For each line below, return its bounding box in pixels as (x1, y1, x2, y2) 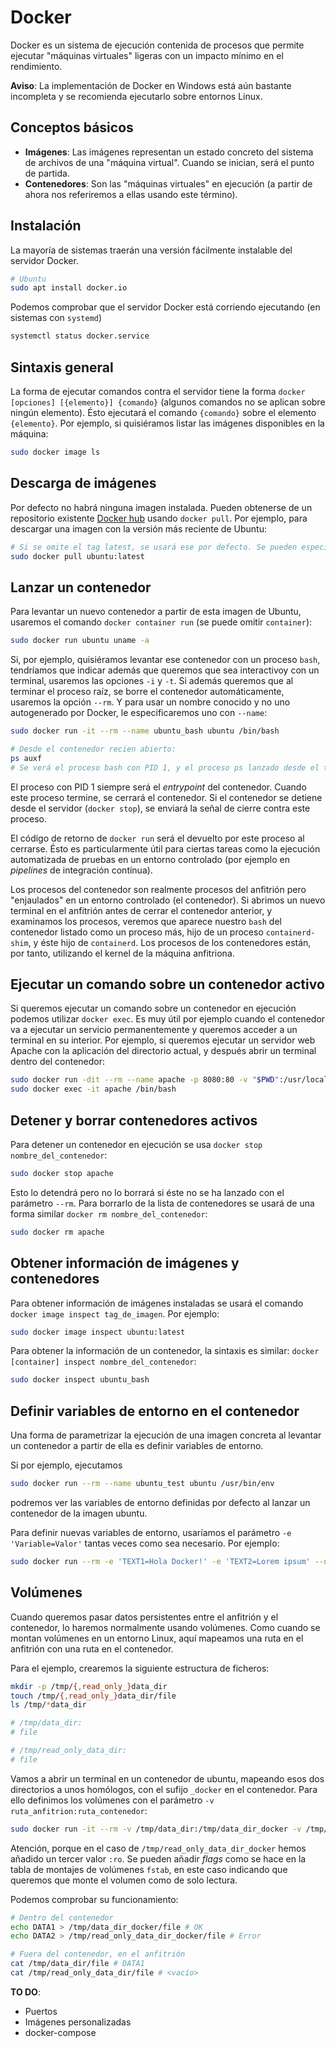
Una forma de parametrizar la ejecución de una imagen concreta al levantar (10, 1429, 322, 1441)
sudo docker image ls (10, 447, 101, 457)
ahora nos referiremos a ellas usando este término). (24, 188, 238, 200)
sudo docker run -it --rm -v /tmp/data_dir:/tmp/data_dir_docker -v (10, 1824, 302, 1834)
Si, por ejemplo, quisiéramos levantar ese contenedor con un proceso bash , (10, 654, 321, 666)
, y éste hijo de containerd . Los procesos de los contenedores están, (28, 936, 312, 948)
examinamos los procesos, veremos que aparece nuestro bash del (10, 915, 282, 927)
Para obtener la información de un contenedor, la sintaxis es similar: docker (10, 1345, 320, 1357)
